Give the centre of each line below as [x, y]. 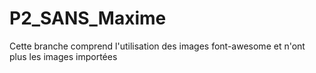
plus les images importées [63, 56]
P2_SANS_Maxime [88, 18]
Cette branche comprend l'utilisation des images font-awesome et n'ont [157, 46]
